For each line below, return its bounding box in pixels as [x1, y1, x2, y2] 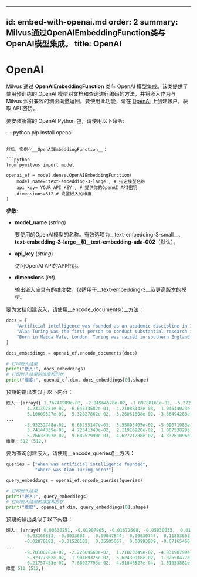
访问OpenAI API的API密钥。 [14, 262, 82, 269]
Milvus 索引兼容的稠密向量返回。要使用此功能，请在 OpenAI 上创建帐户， [6, 97, 183, 104]
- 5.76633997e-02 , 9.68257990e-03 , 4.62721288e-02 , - [24, 433, 161, 439]
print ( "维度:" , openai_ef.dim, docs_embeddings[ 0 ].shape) [6, 377, 149, 383]
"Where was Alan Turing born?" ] [35, 467, 114, 473]
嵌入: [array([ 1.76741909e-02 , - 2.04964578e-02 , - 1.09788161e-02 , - [6, 400, 178, 406]
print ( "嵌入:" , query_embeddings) [6, 494, 89, 500]
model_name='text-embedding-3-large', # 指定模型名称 [16, 178, 145, 185]
